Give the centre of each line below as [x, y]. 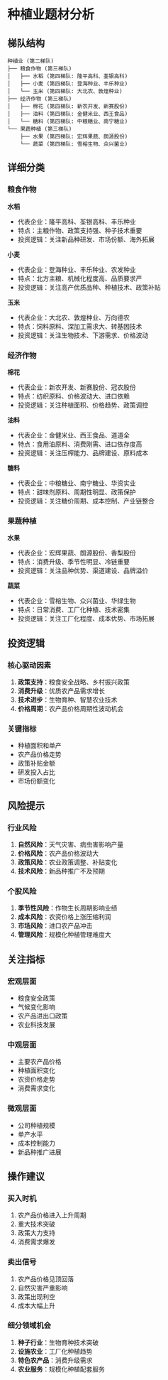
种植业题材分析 [51, 15]
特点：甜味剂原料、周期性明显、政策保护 [77, 491]
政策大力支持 [36, 1233]
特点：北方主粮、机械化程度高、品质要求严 [80, 278]
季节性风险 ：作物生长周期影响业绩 [67, 908]
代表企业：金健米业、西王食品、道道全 [73, 435]
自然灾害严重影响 [43, 1288]
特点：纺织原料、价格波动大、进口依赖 [73, 396]
